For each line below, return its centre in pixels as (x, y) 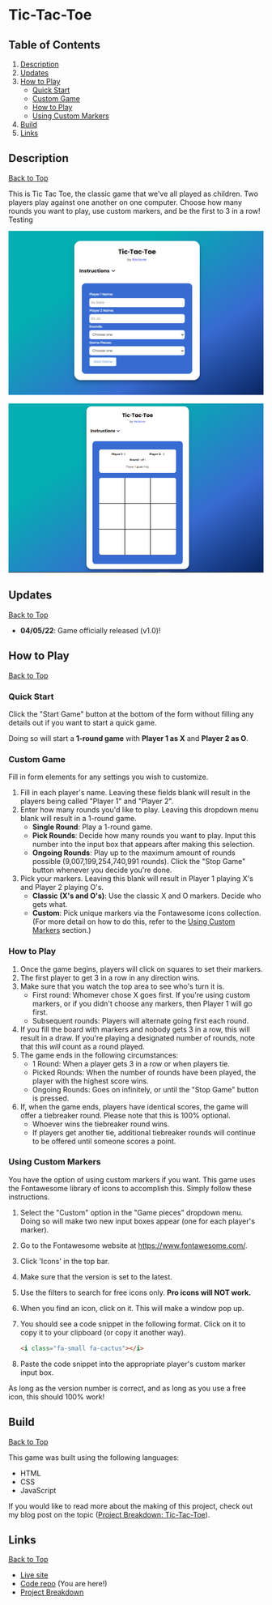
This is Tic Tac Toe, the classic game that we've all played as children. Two (134, 194)
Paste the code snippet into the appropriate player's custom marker (133, 1364)
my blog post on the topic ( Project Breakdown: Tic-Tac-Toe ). (109, 1514)
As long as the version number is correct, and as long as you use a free (127, 1388)
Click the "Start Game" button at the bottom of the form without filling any (131, 713)
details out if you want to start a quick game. (83, 722)
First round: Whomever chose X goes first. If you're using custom (141, 994)
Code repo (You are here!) (64, 1584)
